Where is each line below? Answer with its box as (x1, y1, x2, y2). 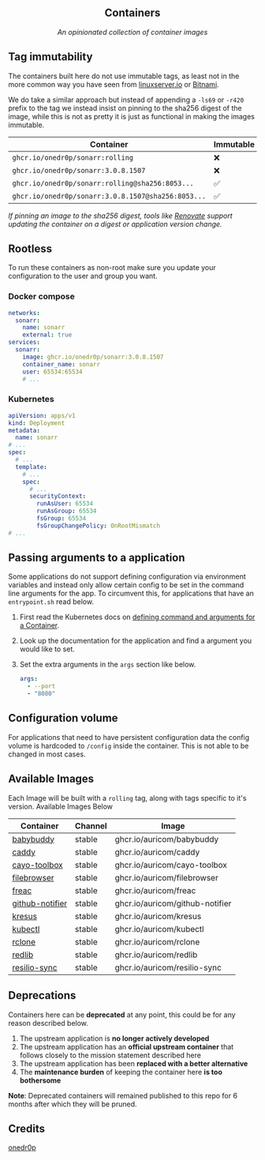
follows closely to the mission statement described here (19, 1050, 201, 1060)
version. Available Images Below (8, 801, 113, 811)
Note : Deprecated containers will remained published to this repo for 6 (8, 1091, 238, 1100)
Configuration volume (8, 711, 118, 725)
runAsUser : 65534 (36, 500, 93, 508)
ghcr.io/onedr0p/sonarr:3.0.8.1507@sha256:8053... (12, 191, 207, 201)
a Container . (19, 621, 60, 630)
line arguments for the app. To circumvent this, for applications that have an (8, 588, 255, 599)
